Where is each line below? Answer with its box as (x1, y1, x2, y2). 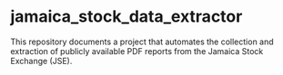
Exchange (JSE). (10, 55, 73, 66)
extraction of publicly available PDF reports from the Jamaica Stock (10, 45, 264, 56)
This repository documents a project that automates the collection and (10, 36, 274, 47)
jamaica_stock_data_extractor (10, 6, 243, 27)
